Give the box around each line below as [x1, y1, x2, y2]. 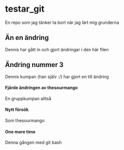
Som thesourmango [5, 117, 45, 123]
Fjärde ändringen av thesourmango [5, 85, 78, 91]
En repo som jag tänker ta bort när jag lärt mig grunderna [5, 19, 119, 25]
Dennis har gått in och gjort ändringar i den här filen [5, 46, 109, 52]
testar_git [5, 3, 45, 15]
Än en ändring [5, 34, 49, 42]
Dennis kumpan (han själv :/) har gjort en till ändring [5, 74, 109, 79]
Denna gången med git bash [5, 140, 62, 146]
